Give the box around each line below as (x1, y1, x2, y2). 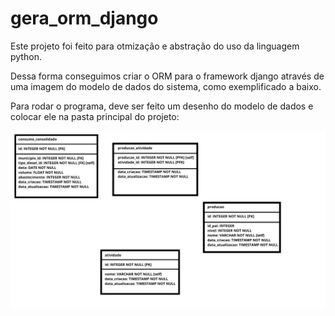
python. (10, 50, 42, 62)
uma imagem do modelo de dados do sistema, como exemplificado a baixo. (10, 80, 322, 92)
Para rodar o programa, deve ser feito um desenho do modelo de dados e (10, 100, 314, 112)
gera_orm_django (10, 7, 159, 30)
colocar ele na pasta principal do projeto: (10, 110, 180, 122)
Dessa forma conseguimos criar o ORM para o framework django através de (10, 70, 325, 82)
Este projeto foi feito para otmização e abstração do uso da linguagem (10, 40, 300, 52)
